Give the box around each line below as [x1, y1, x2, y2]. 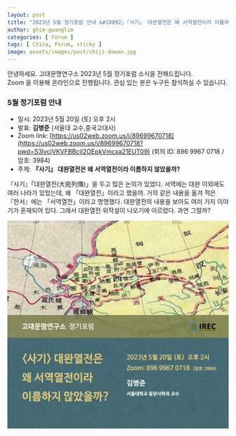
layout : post [7, 11, 46, 18]
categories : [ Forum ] [7, 34, 74, 41]
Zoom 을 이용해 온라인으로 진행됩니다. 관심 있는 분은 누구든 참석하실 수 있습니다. [7, 78, 228, 86]
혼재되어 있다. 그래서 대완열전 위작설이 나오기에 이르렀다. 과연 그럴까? [20, 206, 211, 214]
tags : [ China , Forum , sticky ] [7, 41, 102, 49]
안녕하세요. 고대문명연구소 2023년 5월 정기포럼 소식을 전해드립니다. [7, 70, 193, 77]
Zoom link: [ [17, 132, 53, 140]
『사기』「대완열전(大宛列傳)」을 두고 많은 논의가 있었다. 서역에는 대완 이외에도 [7, 180, 225, 188]
